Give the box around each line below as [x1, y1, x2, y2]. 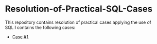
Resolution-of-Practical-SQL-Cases [5, 3, 153, 15]
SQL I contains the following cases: [5, 24, 76, 30]
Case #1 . [12, 34, 30, 40]
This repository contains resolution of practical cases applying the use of [5, 19, 152, 25]
